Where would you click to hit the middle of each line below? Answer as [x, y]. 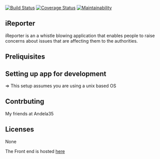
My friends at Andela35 [30, 113]
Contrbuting [25, 102]
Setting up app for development [56, 73]
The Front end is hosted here [35, 151]
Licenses [20, 130]
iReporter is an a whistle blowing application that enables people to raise [80, 36]
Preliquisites [25, 57]
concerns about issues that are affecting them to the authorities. [71, 41]
